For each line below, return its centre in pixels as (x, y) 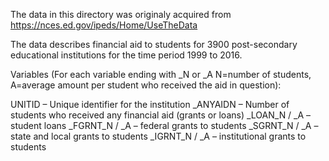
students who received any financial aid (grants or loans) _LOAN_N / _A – (161, 115)
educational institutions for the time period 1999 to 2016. (126, 55)
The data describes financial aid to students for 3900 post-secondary (154, 44)
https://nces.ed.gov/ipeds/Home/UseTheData (104, 25)
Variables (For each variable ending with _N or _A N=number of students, (161, 74)
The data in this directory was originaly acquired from (121, 14)
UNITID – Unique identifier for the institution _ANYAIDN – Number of (150, 104)
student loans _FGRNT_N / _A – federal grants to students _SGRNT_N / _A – (164, 125)
